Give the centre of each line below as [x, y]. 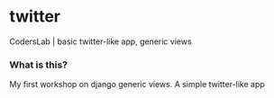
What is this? [38, 65]
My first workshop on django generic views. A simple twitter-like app [137, 85]
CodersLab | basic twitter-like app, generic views [100, 41]
